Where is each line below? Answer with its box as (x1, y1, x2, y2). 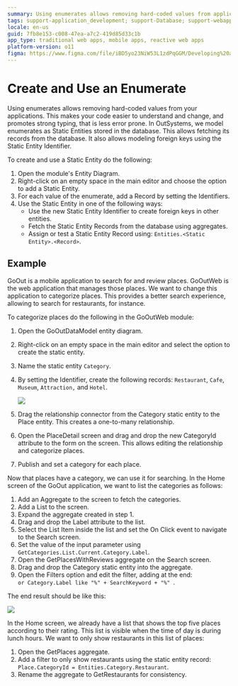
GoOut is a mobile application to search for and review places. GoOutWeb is (7, 276, 229, 284)
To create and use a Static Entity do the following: (7, 155, 152, 164)
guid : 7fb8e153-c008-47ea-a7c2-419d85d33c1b (7, 30, 141, 38)
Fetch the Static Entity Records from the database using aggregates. (28, 221, 228, 231)
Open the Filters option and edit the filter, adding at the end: (17, 570, 193, 579)
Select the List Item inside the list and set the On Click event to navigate (17, 525, 227, 533)
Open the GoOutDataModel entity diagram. (17, 326, 143, 335)
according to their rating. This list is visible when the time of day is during (7, 626, 222, 635)
